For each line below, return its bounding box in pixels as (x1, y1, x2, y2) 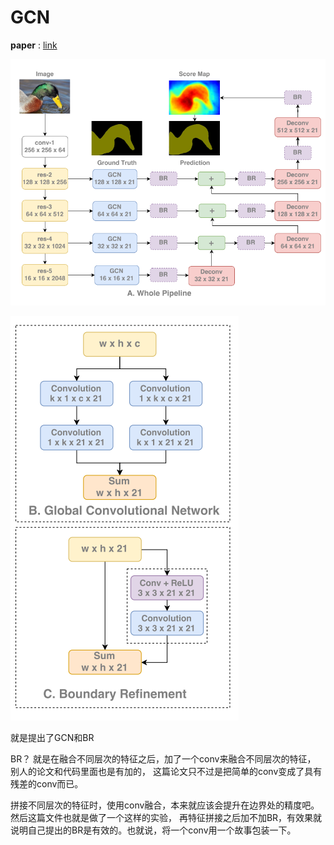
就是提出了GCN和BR (10, 731, 95, 743)
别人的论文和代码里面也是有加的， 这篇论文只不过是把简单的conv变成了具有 (10, 765, 323, 777)
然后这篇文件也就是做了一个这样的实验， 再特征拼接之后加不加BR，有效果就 (10, 811, 323, 823)
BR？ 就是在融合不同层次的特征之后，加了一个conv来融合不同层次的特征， (10, 752, 317, 765)
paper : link (10, 39, 58, 51)
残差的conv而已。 (10, 777, 84, 790)
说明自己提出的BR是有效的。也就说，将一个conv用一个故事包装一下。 (10, 824, 297, 836)
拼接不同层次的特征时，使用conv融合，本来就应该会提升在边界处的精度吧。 (10, 799, 320, 811)
